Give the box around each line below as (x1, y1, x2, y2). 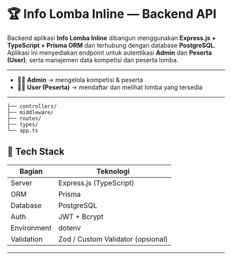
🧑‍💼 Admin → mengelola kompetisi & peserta (17, 75, 144, 84)
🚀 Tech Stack (7, 146, 65, 158)
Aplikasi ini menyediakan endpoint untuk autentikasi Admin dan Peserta (7, 48, 213, 57)
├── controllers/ (7, 102, 57, 110)
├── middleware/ (7, 109, 54, 115)
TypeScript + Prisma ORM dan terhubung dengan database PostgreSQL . (7, 41, 216, 49)
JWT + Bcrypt (58, 212, 104, 221)
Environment (10, 223, 52, 232)
